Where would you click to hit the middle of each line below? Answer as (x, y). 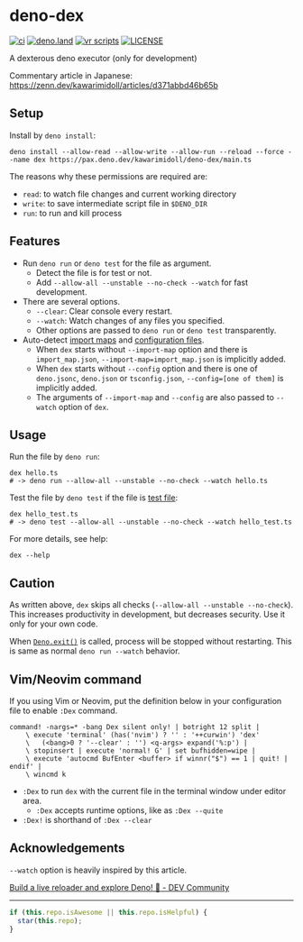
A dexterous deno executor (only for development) (103, 58)
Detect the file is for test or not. (94, 272)
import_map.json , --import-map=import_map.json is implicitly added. (161, 359)
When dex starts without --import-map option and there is (142, 349)
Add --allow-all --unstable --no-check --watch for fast (142, 282)
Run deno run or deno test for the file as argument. (117, 263)
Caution (32, 583)
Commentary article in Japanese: (71, 75)
